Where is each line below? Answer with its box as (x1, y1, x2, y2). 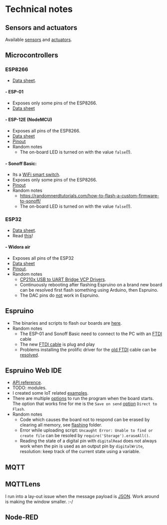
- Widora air (5, 244, 31, 250)
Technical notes (5, 3, 73, 15)
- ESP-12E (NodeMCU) (5, 116, 52, 123)
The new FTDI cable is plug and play (19, 341, 95, 347)
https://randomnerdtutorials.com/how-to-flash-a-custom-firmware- (19, 193, 160, 199)
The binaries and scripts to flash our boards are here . (12, 320, 122, 326)
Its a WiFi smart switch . (12, 171, 61, 178)
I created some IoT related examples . (12, 390, 89, 396)
